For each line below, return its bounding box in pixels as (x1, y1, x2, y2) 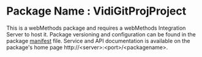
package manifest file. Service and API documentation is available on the (6, 37, 190, 44)
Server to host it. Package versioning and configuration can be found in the (6, 30, 196, 38)
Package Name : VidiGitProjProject (6, 4, 187, 18)
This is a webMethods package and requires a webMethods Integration (6, 24, 186, 32)
